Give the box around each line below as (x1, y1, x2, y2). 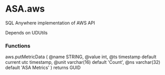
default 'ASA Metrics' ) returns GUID (5, 64, 81, 71)
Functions (5, 42, 30, 49)
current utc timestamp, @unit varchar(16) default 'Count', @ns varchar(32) (5, 59, 160, 65)
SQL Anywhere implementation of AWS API (5, 20, 95, 26)
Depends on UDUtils (5, 29, 48, 35)
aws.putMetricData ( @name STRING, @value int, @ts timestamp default (5, 54, 157, 60)
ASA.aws (5, 3, 45, 15)
